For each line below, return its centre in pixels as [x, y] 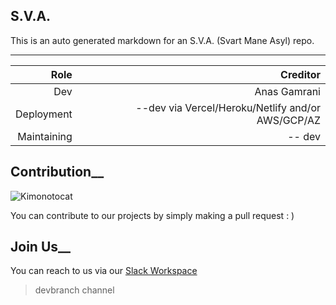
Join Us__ [41, 247]
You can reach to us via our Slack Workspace [104, 271]
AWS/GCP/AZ [288, 120]
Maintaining [45, 136]
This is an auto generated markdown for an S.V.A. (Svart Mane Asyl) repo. [162, 40]
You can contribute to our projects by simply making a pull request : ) [152, 215]
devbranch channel [74, 290]
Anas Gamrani [287, 91]
